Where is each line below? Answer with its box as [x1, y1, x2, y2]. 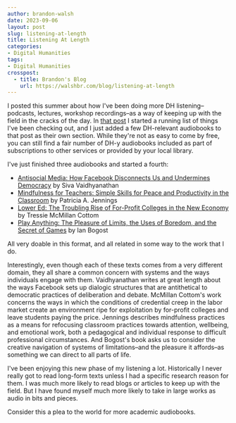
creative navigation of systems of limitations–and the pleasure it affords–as [7, 343, 225, 352]
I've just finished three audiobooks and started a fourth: [7, 160, 169, 169]
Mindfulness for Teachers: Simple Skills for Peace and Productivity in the [17, 189, 229, 197]
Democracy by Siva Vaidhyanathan [17, 181, 120, 190]
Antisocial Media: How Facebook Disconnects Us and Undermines [17, 174, 211, 182]
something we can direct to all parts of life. [7, 351, 132, 359]
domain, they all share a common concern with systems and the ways [7, 268, 210, 277]
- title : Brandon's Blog [13, 75, 87, 83]
